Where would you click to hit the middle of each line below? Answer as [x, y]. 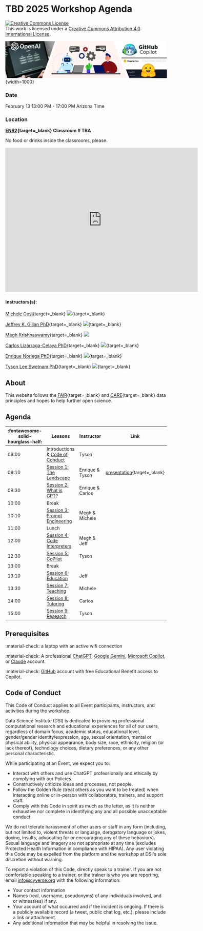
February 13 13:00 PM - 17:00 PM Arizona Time [55, 106]
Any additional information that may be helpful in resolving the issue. [85, 923]
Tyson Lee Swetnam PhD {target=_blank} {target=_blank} [68, 367]
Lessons [61, 436]
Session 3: [58, 510]
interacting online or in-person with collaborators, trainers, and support [88, 795]
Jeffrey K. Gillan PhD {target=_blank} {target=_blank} [63, 325]
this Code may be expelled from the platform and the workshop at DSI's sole [86, 854]
